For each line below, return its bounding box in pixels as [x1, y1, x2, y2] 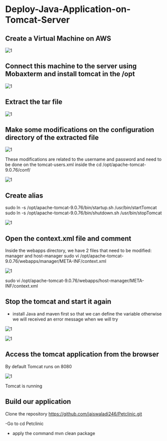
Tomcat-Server [5, 14, 70, 26]
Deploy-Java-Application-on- [5, 4, 131, 15]
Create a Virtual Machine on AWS [5, 34, 111, 43]
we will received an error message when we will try [12, 316, 118, 322]
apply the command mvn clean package [12, 430, 95, 436]
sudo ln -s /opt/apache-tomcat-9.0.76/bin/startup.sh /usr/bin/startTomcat [5, 205, 157, 211]
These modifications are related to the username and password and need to [5, 157, 161, 163]
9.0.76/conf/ [5, 167, 31, 173]
